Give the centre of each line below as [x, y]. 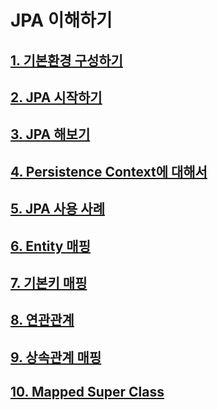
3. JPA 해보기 [50, 134]
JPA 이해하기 [61, 20]
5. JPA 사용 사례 [57, 209]
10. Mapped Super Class [87, 392]
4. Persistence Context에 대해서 [109, 171]
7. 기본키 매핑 [49, 282]
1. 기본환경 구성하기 [66, 60]
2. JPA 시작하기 [56, 97]
